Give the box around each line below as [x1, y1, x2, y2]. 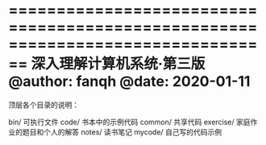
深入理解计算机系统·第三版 [31, 55, 206, 73]
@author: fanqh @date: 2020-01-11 [8, 72, 251, 91]
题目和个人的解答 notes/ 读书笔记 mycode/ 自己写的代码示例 [22, 126, 222, 137]
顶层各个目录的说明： [8, 100, 79, 110]
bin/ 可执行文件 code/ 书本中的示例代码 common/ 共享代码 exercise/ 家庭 [8, 117, 251, 126]
